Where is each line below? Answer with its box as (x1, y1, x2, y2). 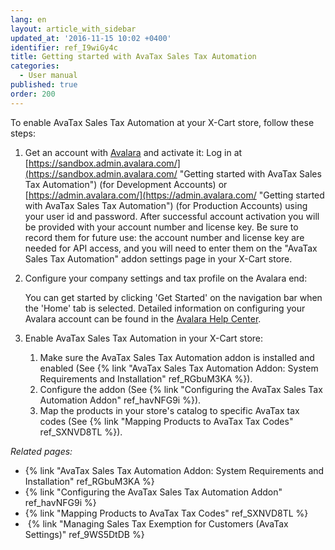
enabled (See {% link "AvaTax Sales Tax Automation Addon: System (39, 362, 319, 374)
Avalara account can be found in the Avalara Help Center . (24, 312, 262, 325)
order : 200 (10, 89, 56, 99)
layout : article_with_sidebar (10, 24, 137, 34)
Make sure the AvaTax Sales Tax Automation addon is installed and (39, 351, 315, 363)
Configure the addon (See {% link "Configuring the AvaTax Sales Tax (39, 383, 323, 395)
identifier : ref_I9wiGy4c (10, 42, 118, 53)
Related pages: (10, 445, 73, 457)
